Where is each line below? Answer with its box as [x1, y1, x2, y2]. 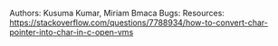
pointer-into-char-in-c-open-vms [9, 27, 134, 37]
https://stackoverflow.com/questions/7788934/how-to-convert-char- [9, 17, 269, 28]
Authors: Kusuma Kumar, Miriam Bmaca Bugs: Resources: [9, 8, 225, 18]
